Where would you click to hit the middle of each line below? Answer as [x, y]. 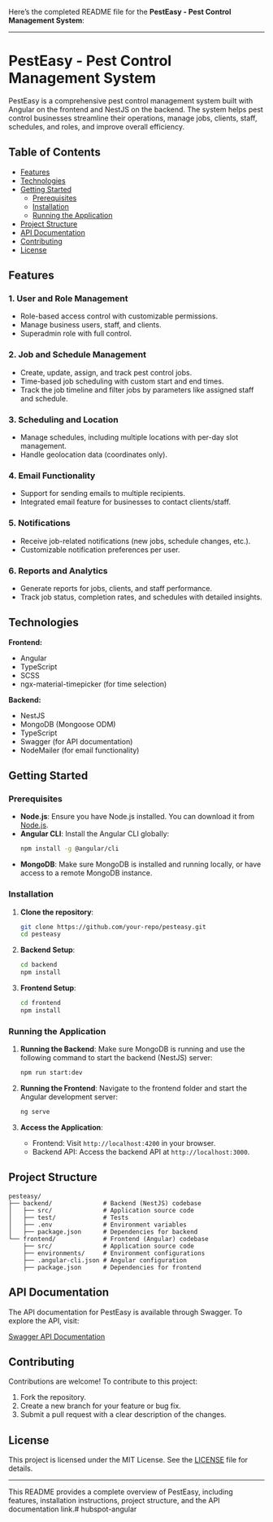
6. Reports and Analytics [58, 571]
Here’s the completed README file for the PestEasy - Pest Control [120, 12]
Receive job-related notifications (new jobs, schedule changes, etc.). [135, 541]
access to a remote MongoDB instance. [86, 873]
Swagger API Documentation [57, 1336]
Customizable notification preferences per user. [100, 550]
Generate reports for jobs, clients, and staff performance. [116, 588]
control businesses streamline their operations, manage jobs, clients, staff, [133, 118]
